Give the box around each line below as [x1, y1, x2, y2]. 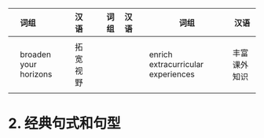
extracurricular [148, 59, 204, 69]
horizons [20, 69, 53, 80]
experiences [148, 69, 195, 80]
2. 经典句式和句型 [8, 114, 121, 132]
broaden [20, 49, 51, 60]
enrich [148, 49, 173, 60]
